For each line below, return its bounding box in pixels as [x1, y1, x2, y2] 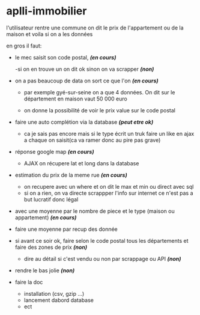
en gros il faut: [6, 42, 42, 49]
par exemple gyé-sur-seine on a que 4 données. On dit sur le [23, 88, 175, 96]
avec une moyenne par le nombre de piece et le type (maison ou [14, 207, 175, 215]
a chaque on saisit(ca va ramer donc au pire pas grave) [23, 136, 161, 144]
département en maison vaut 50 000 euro [23, 95, 127, 102]
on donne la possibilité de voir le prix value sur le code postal [23, 106, 176, 114]
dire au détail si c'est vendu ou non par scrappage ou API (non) [23, 255, 181, 262]
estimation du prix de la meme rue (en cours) [14, 171, 127, 179]
